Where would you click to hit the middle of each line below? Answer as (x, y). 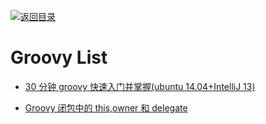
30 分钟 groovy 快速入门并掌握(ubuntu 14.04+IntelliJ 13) (140, 86)
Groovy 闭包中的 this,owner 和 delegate (106, 107)
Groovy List (59, 57)
